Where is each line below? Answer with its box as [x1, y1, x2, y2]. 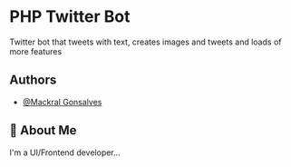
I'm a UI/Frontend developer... [9, 147, 121, 158]
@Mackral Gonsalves [22, 96, 102, 107]
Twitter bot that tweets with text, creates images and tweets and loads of [9, 36, 282, 47]
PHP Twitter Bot [9, 6, 131, 27]
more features [9, 45, 63, 56]
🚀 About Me [9, 123, 77, 138]
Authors [9, 73, 57, 88]
